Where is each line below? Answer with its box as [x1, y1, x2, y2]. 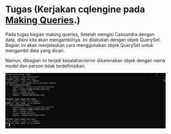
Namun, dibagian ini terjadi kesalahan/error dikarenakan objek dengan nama [5, 57, 165, 63]
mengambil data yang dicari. [5, 47, 65, 53]
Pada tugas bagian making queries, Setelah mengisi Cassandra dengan [5, 31, 155, 37]
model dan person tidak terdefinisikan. [5, 63, 86, 69]
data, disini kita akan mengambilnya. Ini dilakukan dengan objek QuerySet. [5, 37, 161, 43]
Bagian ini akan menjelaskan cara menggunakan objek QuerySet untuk [5, 42, 154, 48]
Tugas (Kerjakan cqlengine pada [5, 4, 145, 15]
